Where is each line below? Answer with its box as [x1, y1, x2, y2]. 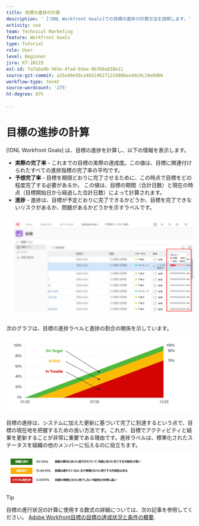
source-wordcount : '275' [6, 85, 68, 91]
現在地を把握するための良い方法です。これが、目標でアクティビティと [16, 426, 187, 434]
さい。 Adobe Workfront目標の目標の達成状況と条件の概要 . [11, 514, 156, 521]
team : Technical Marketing [6, 29, 73, 35]
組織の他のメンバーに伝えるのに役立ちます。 [31, 441, 141, 449]
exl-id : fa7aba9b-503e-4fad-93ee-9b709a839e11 [6, 66, 124, 72]
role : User [6, 48, 33, 54]
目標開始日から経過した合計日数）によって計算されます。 [25, 189, 165, 196]
